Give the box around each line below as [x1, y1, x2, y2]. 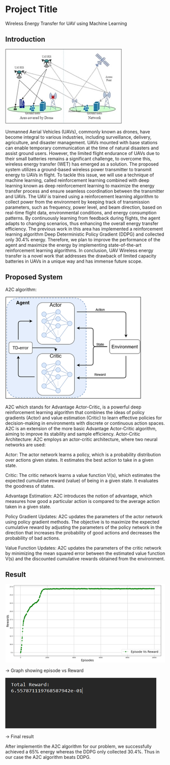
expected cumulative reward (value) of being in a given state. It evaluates [5, 477, 159, 484]
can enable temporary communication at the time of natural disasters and [5, 145, 159, 151]
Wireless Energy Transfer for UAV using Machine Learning [5, 20, 127, 26]
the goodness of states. [5, 483, 55, 489]
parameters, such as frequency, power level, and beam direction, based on [5, 204, 162, 210]
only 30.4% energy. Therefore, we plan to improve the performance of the [5, 236, 161, 242]
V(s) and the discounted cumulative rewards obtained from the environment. [5, 555, 165, 562]
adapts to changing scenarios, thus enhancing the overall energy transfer [5, 220, 159, 227]
